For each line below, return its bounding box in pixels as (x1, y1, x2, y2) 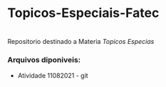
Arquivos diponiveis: (7, 55, 81, 65)
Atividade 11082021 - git (17, 71, 88, 79)
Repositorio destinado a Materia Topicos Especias (7, 37, 155, 46)
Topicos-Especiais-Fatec (7, 5, 160, 21)
